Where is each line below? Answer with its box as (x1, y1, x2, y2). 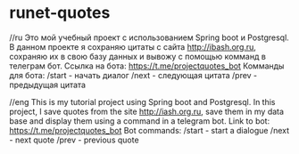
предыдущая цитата (9, 79, 87, 90)
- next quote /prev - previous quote (9, 134, 140, 145)
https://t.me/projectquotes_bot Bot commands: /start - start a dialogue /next (9, 125, 290, 135)
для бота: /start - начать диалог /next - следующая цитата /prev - (9, 69, 258, 80)
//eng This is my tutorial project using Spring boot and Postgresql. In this (9, 96, 276, 107)
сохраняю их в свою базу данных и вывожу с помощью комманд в (9, 51, 266, 61)
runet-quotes (9, 3, 111, 23)
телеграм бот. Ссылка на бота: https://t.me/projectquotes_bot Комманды (9, 61, 285, 71)
